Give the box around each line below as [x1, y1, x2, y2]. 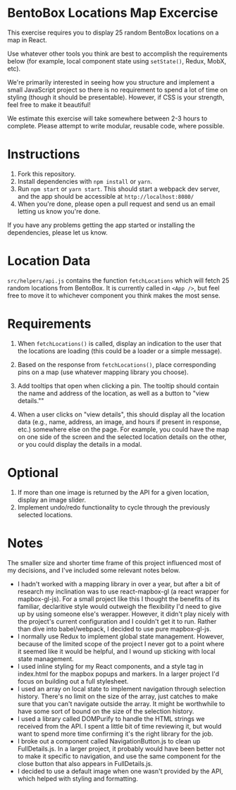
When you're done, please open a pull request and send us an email [17, 199, 216, 208]
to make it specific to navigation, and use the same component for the [17, 752, 221, 760]
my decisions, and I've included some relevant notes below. [7, 566, 181, 574]
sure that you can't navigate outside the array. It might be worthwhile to [17, 699, 225, 708]
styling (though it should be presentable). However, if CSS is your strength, [7, 93, 225, 101]
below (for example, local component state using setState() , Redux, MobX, [7, 56, 227, 65]
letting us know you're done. [17, 206, 101, 216]
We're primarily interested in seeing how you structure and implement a [7, 78, 215, 86]
